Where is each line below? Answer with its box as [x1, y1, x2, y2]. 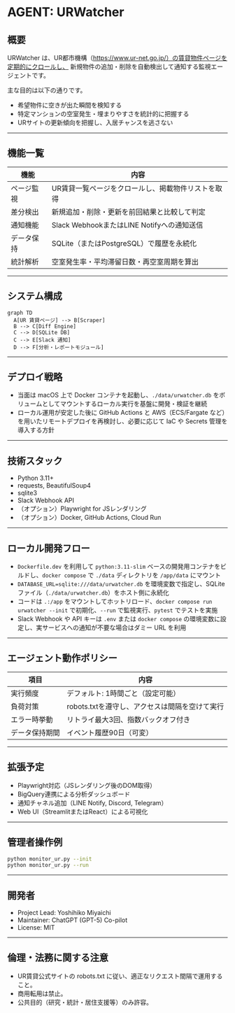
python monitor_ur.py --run [7, 862, 90, 869]
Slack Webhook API [17, 496, 75, 504]
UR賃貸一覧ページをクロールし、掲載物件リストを [51, 183, 215, 193]
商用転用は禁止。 [17, 989, 67, 998]
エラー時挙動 [10, 714, 54, 724]
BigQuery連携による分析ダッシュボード [17, 790, 131, 798]
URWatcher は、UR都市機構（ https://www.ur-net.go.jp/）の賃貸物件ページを [7, 54, 228, 62]
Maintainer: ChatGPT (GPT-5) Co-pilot [17, 916, 128, 924]
